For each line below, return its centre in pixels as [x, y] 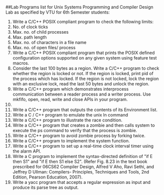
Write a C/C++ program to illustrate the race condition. [67, 120]
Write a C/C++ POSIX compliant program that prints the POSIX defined [84, 53]
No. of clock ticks [30, 27]
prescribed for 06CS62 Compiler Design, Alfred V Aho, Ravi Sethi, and [83, 167]
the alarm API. [27, 151]
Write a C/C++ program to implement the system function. [71, 141]
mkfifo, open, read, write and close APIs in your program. [70, 99]
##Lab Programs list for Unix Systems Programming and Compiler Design [79, 7]
